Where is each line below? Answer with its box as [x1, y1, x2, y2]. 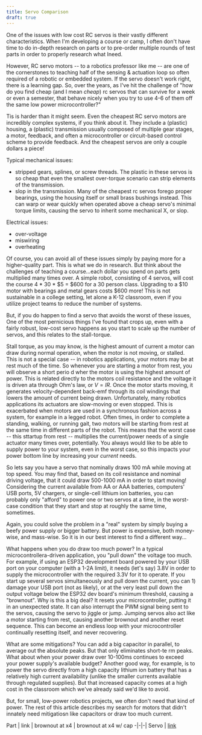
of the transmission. [14, 181, 65, 188]
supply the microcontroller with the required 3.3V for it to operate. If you [6, 570, 185, 578]
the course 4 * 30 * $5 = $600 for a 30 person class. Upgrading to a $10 [6, 280, 188, 288]
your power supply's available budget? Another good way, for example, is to [6, 659, 195, 667]
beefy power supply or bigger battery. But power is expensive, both [6, 527, 174, 534]
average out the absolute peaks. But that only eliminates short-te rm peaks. [6, 647, 194, 654]
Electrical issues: [6, 219, 48, 226]
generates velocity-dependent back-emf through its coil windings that [6, 387, 180, 395]
